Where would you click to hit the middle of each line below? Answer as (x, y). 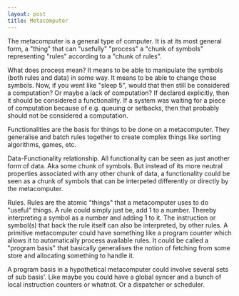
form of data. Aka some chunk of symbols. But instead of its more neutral (115, 165)
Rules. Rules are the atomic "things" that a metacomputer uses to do (108, 202)
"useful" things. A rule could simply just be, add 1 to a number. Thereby (112, 210)
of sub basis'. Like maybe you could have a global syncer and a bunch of (115, 277)
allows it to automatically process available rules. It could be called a (108, 240)
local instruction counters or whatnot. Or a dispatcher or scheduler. (106, 284)
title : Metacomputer (38, 21)
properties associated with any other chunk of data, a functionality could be (119, 173)
